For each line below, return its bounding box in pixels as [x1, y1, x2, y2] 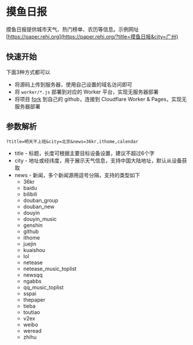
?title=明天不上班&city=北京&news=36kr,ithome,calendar [6, 139, 139, 144]
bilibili [23, 191, 38, 198]
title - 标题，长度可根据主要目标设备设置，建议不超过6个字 [14, 150, 155, 157]
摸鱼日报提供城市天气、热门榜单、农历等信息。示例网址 [6, 26, 139, 33]
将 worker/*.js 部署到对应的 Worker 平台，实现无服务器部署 [14, 88, 159, 95]
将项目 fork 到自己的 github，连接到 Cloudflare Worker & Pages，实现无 [14, 95, 187, 102]
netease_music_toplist [23, 265, 77, 272]
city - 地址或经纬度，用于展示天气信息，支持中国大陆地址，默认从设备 [14, 157, 183, 164]
